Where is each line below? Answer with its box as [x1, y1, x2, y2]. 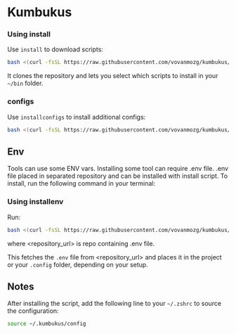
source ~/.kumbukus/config [7, 321, 86, 328]
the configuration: [7, 307, 59, 315]
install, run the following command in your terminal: [7, 179, 156, 188]
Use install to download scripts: [7, 45, 104, 53]
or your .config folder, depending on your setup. [7, 260, 149, 269]
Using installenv [7, 197, 64, 207]
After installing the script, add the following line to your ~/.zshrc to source [7, 300, 222, 308]
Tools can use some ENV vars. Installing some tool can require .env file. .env [7, 165, 229, 173]
